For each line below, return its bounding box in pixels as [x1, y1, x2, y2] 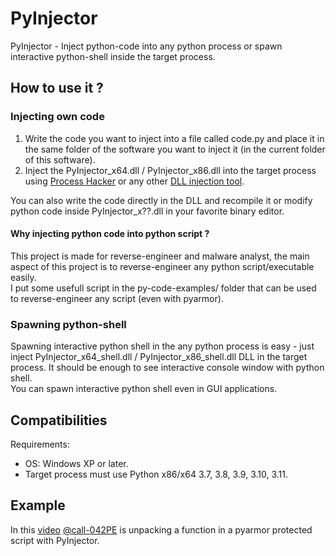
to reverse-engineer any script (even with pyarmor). [10, 292, 224, 304]
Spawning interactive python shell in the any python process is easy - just [10, 340, 315, 352]
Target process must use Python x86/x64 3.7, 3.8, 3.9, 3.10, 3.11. [24, 468, 289, 480]
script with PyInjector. [10, 534, 100, 546]
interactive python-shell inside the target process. [10, 50, 216, 62]
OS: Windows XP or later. [24, 457, 129, 469]
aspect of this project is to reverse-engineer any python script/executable [10, 260, 315, 272]
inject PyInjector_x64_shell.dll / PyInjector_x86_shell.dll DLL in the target [10, 351, 308, 363]
